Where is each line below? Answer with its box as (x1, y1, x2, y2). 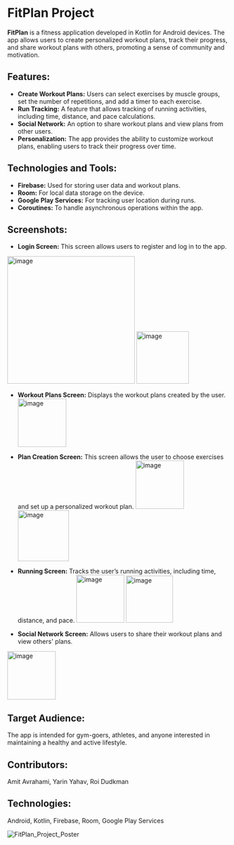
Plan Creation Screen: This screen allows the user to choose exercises (17, 453, 224, 461)
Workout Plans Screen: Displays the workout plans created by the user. (17, 391, 226, 399)
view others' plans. (17, 638, 73, 646)
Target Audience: (7, 712, 86, 724)
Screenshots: (7, 224, 68, 236)
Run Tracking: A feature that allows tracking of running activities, (17, 104, 207, 113)
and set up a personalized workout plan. (17, 503, 134, 511)
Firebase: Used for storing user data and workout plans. (17, 181, 181, 189)
